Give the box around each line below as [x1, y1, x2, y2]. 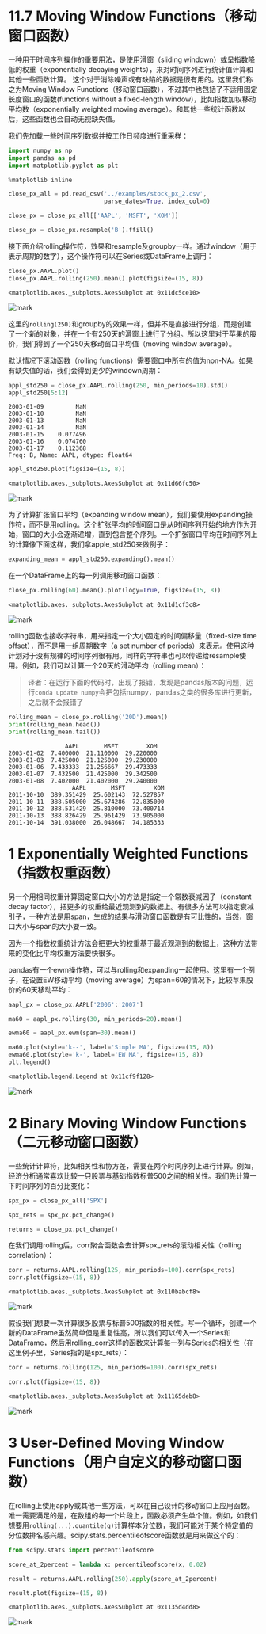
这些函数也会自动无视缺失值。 [21, 114, 120, 124]
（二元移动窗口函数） [8, 1133, 148, 1152]
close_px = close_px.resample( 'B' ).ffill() [8, 227, 154, 234]
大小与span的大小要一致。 [14, 921, 101, 931]
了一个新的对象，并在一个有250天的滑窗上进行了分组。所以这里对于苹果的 [8, 329, 250, 338]
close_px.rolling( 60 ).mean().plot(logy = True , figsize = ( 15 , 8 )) [8, 587, 222, 595]
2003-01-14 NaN [8, 424, 87, 432]
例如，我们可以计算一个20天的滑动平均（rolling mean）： [21, 661, 207, 670]
